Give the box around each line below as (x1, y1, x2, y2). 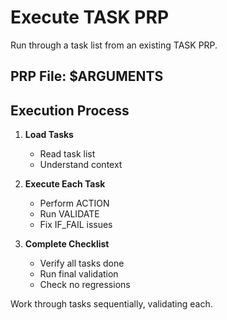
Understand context (39, 159, 123, 171)
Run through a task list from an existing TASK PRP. (10, 39, 218, 51)
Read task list (39, 148, 96, 160)
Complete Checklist (24, 238, 110, 250)
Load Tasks (24, 129, 74, 141)
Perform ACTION (39, 197, 110, 210)
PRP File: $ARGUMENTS (10, 68, 164, 85)
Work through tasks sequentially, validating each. (10, 298, 213, 310)
